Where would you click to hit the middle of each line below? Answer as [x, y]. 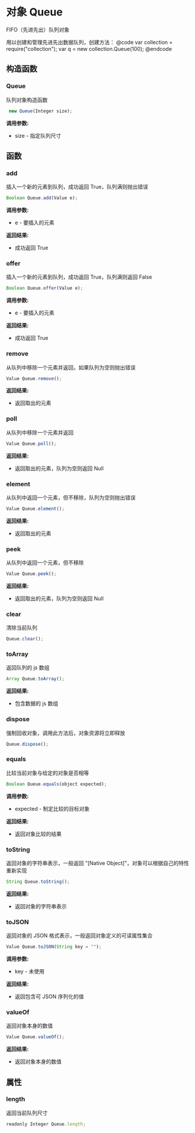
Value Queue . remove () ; [34, 378]
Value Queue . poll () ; [32, 444]
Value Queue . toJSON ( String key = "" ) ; [54, 947]
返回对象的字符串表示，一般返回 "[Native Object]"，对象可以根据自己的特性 [97, 863]
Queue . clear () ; [25, 639]
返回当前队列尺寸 [27, 1113]
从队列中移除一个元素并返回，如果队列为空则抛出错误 [71, 367]
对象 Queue [35, 12]
